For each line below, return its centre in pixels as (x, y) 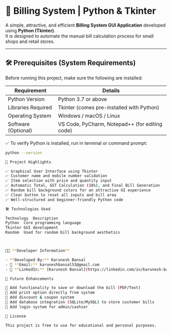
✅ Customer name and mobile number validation (56, 176)
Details (111, 91)
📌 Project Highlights (28, 162)
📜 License (16, 316)
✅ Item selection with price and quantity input (59, 181)
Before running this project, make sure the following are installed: (74, 78)
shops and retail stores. (30, 41)
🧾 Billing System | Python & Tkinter (81, 11)
